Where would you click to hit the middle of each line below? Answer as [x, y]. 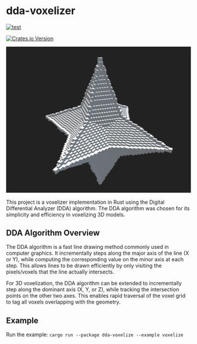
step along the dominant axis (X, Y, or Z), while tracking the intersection [93, 289]
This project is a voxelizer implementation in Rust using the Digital [86, 202]
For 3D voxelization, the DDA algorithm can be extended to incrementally [94, 284]
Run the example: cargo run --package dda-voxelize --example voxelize [95, 335]
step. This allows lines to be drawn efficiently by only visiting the [84, 266]
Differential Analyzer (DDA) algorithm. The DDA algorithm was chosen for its [98, 208]
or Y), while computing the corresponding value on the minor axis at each [95, 259]
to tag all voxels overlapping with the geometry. [63, 302]
